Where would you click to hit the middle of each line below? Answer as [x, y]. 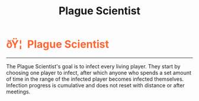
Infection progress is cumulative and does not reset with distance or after [95, 85]
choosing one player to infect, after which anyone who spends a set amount [99, 72]
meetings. [18, 91]
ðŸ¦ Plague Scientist [58, 44]
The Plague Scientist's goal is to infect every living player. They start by [93, 66]
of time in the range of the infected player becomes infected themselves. [95, 79]
